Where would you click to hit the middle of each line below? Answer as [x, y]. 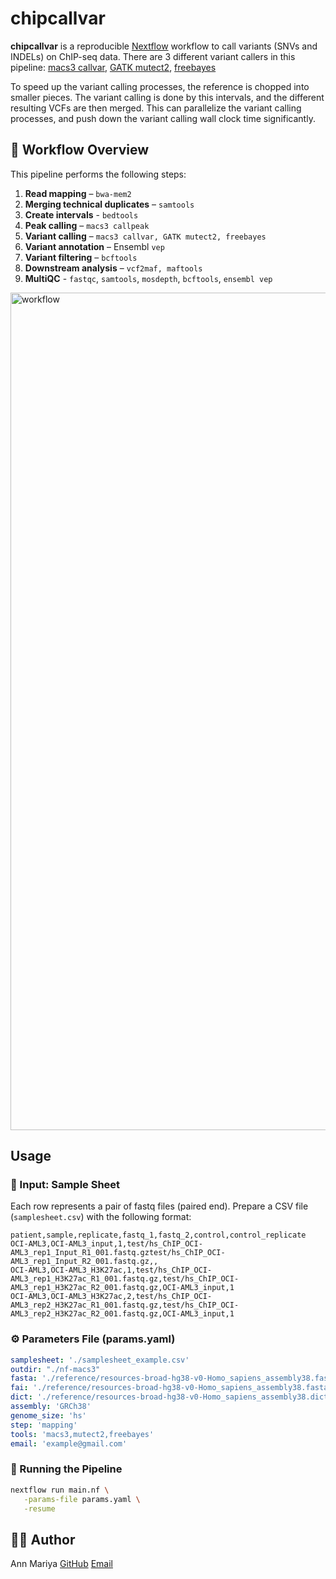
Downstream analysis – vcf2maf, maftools [113, 268]
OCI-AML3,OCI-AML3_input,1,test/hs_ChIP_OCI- [106, 1244]
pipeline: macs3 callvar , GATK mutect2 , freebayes [113, 67]
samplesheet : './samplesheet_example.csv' [100, 1360]
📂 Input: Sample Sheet [65, 1185]
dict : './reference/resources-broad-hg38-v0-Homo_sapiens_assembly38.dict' [171, 1397]
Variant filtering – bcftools [81, 257]
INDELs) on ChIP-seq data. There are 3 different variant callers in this [153, 56]
